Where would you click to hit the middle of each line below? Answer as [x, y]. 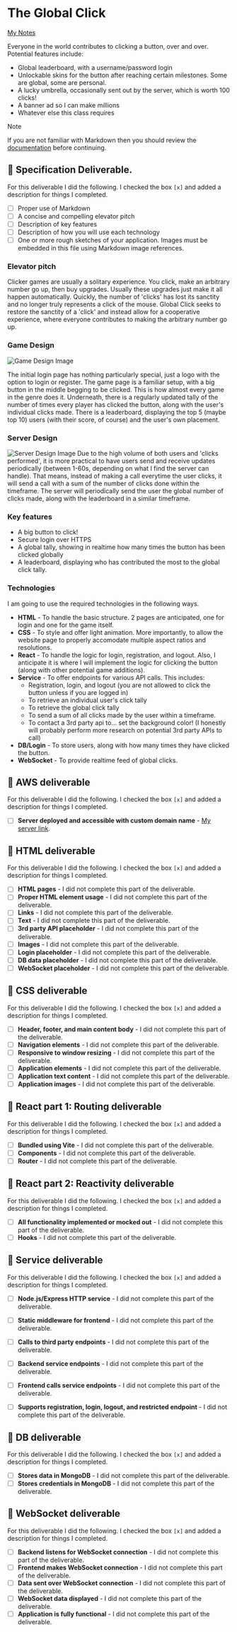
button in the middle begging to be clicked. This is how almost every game [116, 389]
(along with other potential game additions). [81, 670]
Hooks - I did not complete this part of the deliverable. [97, 1237]
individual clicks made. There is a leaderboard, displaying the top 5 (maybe [117, 412]
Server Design [33, 438]
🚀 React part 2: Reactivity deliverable [91, 1184]
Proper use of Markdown [54, 208]
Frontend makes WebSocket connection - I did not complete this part [120, 1567]
